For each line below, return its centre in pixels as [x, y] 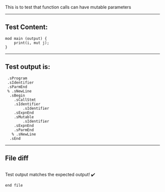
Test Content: [27, 27]
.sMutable [24, 117]
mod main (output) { [26, 38]
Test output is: [28, 67]
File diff [17, 158]
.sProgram [17, 78]
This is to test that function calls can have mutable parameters [68, 7]
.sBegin [17, 96]
